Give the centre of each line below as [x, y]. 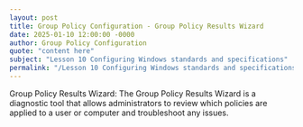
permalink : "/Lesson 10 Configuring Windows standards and [123, 68]
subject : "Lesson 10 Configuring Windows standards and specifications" [149, 59]
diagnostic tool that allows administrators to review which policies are [138, 103]
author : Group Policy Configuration [78, 43]
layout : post [34, 18]
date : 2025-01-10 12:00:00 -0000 [72, 34]
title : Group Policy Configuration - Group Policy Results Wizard [137, 26]
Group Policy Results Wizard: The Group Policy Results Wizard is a [133, 93]
